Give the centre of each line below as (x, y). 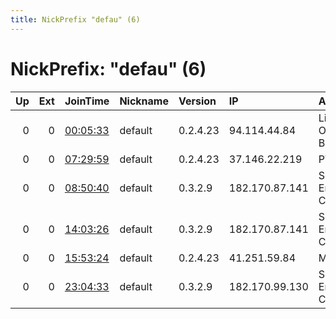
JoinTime (87, 101)
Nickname (144, 101)
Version (197, 101)
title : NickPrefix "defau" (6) (75, 19)
